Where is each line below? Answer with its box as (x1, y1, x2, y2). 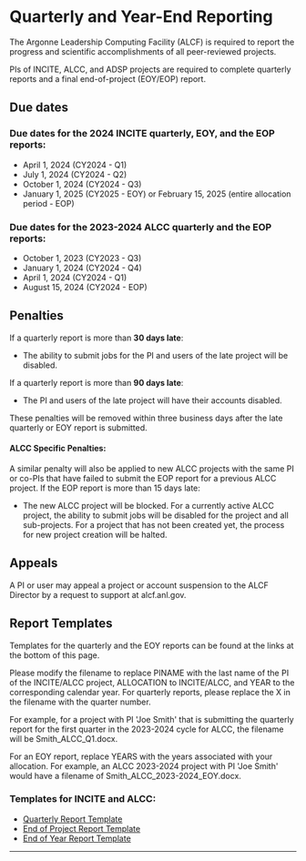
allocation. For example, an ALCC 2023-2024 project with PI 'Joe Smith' (9, 760, 279, 771)
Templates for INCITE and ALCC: (9, 793, 157, 805)
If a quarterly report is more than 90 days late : (9, 377, 184, 388)
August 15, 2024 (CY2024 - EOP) (22, 281, 148, 292)
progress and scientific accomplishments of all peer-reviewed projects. (9, 46, 277, 56)
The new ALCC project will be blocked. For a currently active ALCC (22, 500, 275, 511)
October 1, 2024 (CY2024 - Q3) (22, 178, 142, 189)
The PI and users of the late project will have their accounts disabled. (22, 394, 282, 406)
